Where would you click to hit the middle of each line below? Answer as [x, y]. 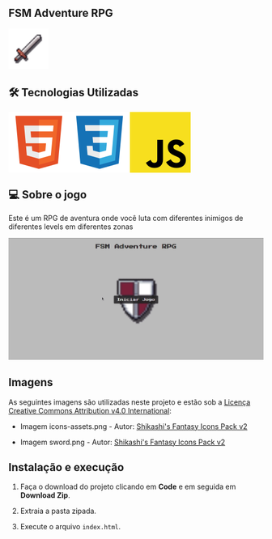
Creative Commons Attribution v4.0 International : [90, 410]
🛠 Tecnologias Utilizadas [74, 93]
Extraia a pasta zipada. [58, 511]
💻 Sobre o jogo [48, 195]
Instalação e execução [66, 467]
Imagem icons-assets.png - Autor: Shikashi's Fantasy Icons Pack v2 [134, 426]
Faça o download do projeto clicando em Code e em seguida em [128, 487]
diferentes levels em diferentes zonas [71, 227]
